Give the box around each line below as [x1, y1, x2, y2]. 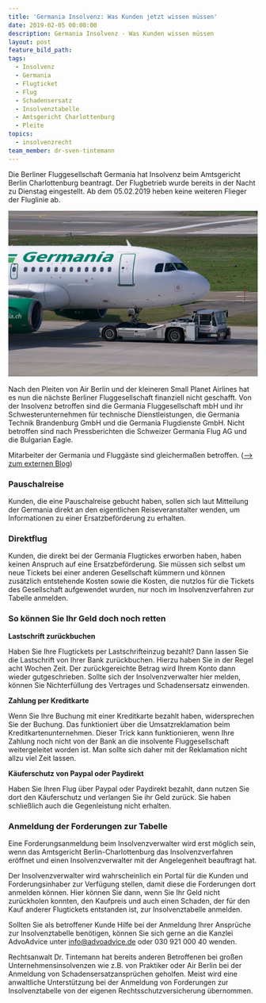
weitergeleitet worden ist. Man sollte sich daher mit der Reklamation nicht [8, 744, 248, 754]
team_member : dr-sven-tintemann [8, 147, 115, 155]
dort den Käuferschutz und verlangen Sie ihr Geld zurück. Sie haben [8, 792, 231, 801]
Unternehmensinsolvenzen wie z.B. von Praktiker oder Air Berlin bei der [8, 961, 242, 970]
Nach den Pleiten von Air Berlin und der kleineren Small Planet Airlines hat [8, 384, 249, 394]
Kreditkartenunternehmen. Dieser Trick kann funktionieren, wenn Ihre [8, 728, 235, 737]
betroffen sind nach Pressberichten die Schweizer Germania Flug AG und [8, 426, 247, 436]
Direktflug [8, 533, 47, 544]
